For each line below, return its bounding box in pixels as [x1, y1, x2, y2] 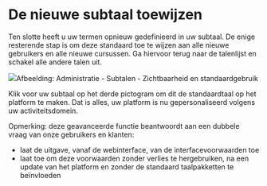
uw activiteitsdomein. [8, 106, 78, 115]
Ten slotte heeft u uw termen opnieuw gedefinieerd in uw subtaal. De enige [8, 32, 256, 41]
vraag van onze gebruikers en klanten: [8, 130, 135, 139]
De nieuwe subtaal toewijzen [8, 6, 203, 24]
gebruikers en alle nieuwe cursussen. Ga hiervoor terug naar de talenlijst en [8, 48, 257, 58]
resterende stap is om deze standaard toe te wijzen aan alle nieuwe [8, 40, 230, 49]
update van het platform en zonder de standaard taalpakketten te [19, 161, 234, 172]
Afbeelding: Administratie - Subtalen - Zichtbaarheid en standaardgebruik [16, 73, 259, 83]
